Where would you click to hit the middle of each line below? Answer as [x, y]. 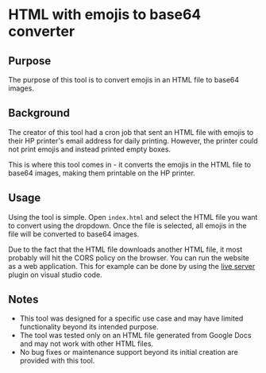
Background [39, 113]
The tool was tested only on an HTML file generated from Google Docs [135, 336]
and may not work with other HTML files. [86, 344]
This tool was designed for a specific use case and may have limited [131, 318]
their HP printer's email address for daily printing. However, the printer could [133, 140]
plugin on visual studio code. [55, 275]
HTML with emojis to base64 [105, 15]
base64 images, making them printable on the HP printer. [102, 173]
